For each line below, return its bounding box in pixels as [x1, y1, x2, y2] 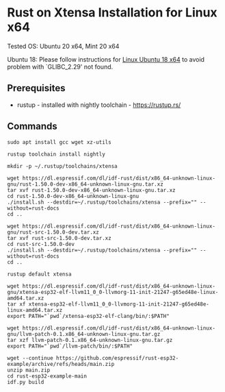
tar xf [7, 300, 26, 308]
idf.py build [7, 378, 44, 385]
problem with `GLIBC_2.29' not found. [7, 62, 114, 71]
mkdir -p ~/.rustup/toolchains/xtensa [7, 162, 118, 169]
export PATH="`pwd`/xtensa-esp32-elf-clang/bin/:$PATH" [7, 313, 170, 319]
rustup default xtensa [7, 271, 72, 278]
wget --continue [7, 354, 53, 361]
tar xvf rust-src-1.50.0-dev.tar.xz [7, 234, 111, 241]
